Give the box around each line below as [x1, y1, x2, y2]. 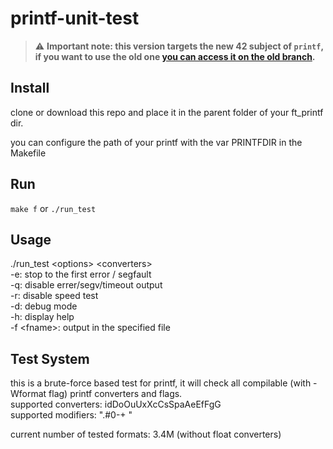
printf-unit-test [10, 7, 140, 30]
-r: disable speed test [10, 290, 99, 302]
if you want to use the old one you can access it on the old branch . [34, 50, 316, 62]
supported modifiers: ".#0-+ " [10, 409, 133, 421]
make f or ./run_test [10, 202, 97, 214]
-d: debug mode [10, 300, 78, 312]
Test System [10, 350, 90, 367]
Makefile [10, 147, 47, 159]
